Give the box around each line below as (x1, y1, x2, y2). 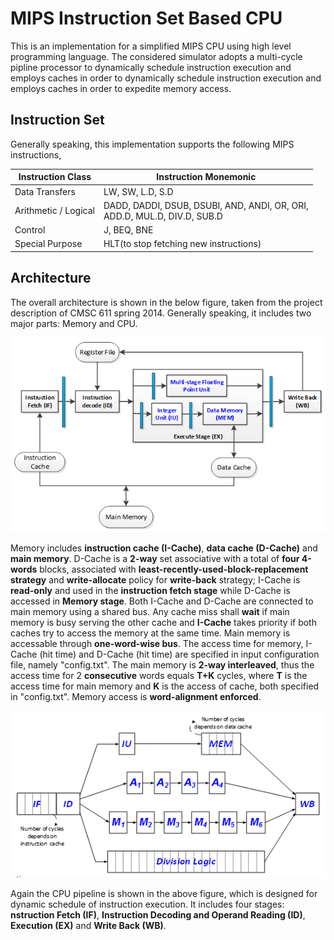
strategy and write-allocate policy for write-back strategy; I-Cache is (10, 573, 301, 586)
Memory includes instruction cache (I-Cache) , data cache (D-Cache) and (10, 542, 318, 554)
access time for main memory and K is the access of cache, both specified (10, 680, 320, 692)
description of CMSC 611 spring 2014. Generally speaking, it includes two (10, 307, 312, 319)
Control (14, 224, 46, 236)
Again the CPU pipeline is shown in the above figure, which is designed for (10, 887, 318, 899)
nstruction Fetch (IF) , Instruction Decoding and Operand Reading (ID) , (10, 908, 306, 921)
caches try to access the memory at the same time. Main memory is (10, 627, 291, 639)
